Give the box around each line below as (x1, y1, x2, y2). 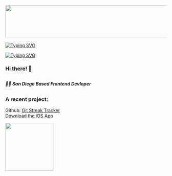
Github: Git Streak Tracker (5, 107, 60, 114)
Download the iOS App (5, 113, 54, 119)
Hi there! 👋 (5, 65, 32, 72)
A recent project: (5, 96, 49, 103)
